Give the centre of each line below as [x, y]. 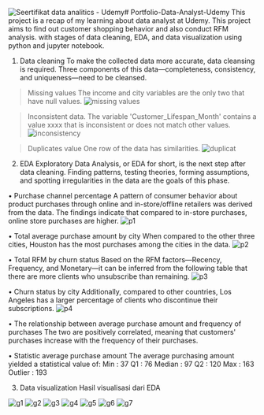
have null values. [55, 101]
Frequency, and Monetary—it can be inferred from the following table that [128, 268]
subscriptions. [32, 308]
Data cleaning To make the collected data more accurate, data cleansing [137, 61]
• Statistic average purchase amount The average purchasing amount [121, 356]
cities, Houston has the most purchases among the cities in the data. [119, 245]
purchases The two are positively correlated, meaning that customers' [122, 332]
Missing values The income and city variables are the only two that [136, 93]
